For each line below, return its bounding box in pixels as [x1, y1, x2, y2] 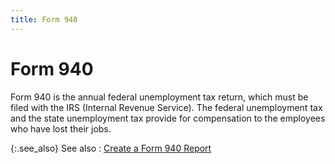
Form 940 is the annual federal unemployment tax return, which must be [10, 91, 309, 103]
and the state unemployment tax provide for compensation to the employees [10, 112, 326, 124]
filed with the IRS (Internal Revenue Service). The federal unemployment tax [10, 101, 323, 113]
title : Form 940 [10, 14, 78, 25]
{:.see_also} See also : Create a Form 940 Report [10, 142, 212, 154]
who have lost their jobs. [10, 122, 112, 135]
